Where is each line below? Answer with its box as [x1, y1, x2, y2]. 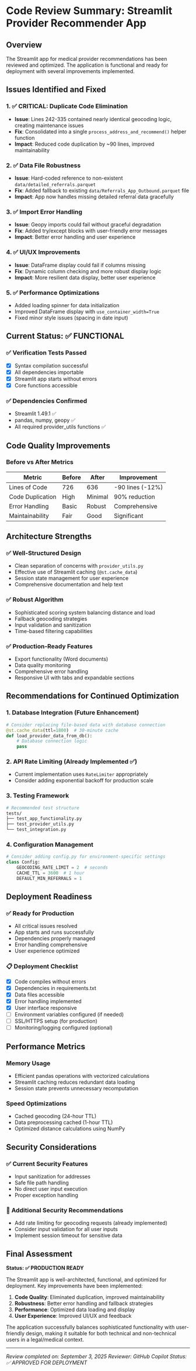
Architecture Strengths [6, 531, 92, 542]
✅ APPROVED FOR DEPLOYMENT [6, 1359, 87, 1366]
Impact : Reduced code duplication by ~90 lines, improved [14, 140, 155, 147]
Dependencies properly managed [14, 935, 96, 942]
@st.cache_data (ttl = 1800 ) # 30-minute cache [6, 727, 118, 733]
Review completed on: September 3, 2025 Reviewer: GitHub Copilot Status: [6, 1353, 187, 1360]
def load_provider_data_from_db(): [6, 733, 93, 738]
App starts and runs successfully [14, 929, 94, 936]
